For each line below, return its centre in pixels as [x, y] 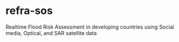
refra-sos [29, 11]
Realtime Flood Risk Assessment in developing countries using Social [90, 27]
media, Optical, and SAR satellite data [51, 33]
